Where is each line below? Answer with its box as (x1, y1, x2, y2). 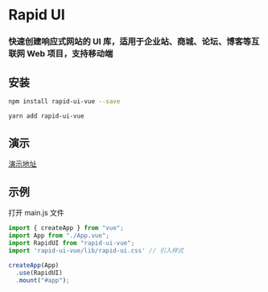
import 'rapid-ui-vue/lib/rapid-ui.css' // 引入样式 (8, 246, 184, 255)
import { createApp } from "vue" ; (8, 224, 125, 232)
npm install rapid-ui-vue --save (8, 97, 121, 106)
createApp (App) (8, 261, 60, 269)
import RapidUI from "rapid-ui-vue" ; (8, 240, 135, 248)
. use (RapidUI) (15, 269, 63, 277)
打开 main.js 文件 (8, 208, 64, 218)
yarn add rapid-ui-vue (8, 111, 85, 120)
